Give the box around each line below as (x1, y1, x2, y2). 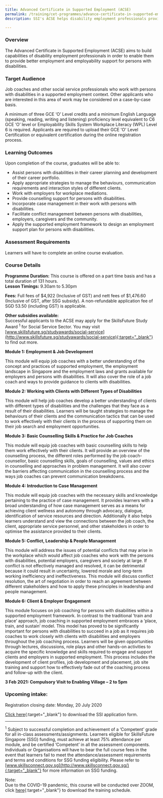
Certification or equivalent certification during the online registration (5, 132, 141, 138)
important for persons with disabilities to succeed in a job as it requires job (5, 628, 154, 634)
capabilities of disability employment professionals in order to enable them (5, 53, 154, 58)
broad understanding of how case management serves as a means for (5, 502, 146, 508)
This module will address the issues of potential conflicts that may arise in (5, 547, 153, 553)
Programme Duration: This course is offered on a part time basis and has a (5, 273, 156, 279)
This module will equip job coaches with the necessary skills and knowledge (5, 492, 158, 498)
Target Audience (5, 75, 45, 82)
